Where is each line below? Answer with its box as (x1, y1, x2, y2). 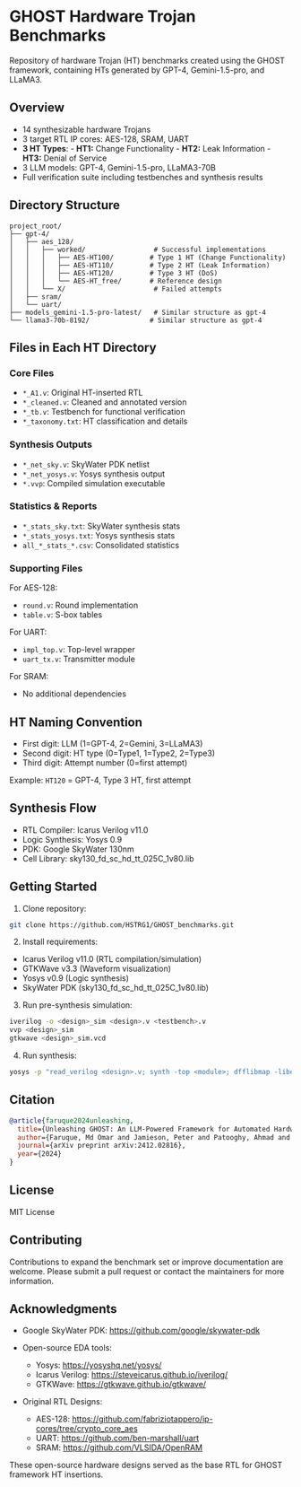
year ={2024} (17, 1150, 63, 1159)
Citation (9, 1092, 56, 1107)
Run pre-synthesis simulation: (21, 1000, 133, 1010)
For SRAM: (9, 671, 49, 682)
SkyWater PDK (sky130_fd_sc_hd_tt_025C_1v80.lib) (21, 983, 209, 993)
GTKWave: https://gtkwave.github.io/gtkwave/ (35, 1379, 207, 1390)
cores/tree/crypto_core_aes (35, 1423, 139, 1434)
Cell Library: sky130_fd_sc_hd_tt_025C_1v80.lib (21, 853, 194, 863)
